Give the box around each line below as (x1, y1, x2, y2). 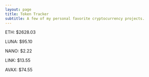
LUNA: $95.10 (5, 39, 33, 45)
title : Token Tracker (5, 12, 49, 16)
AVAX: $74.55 (5, 67, 33, 73)
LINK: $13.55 (5, 58, 31, 63)
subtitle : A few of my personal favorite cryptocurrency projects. (5, 16, 145, 21)
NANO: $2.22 (5, 48, 33, 54)
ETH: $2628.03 (5, 30, 36, 35)
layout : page (5, 7, 32, 12)
